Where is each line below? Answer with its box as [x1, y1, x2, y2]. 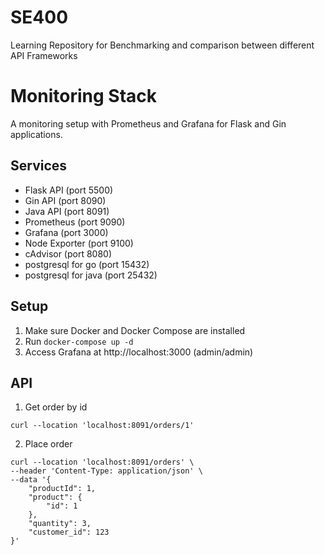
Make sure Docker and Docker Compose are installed [24, 324, 246, 336]
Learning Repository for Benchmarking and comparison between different [10, 39, 315, 51]
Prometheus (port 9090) [24, 216, 126, 228]
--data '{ [10, 475, 52, 485]
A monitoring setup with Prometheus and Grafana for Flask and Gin [10, 117, 287, 130]
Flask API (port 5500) [24, 184, 114, 196]
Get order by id [24, 401, 88, 413]
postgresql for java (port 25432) [24, 269, 158, 281]
